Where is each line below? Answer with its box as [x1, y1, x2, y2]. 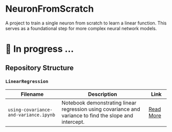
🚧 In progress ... [5, 43, 74, 55]
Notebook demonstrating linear [61, 99, 137, 106]
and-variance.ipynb [8, 112, 55, 118]
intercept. [61, 118, 85, 125]
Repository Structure [5, 63, 74, 72]
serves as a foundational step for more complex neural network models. [5, 25, 157, 31]
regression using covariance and [61, 105, 141, 113]
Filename [20, 90, 44, 97]
